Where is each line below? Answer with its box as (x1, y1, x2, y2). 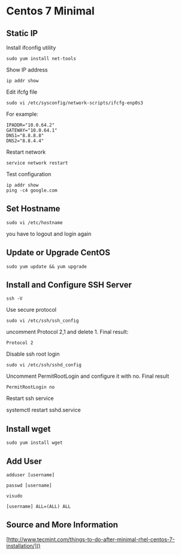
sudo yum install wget (6, 440, 63, 446)
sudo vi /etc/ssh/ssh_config (6, 318, 79, 324)
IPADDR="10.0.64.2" (6, 122, 55, 128)
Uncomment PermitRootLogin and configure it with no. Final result (6, 372, 170, 380)
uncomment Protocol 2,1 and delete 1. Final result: (6, 329, 129, 336)
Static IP (6, 28, 38, 38)
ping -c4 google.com (6, 187, 58, 193)
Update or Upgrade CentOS (6, 247, 111, 258)
